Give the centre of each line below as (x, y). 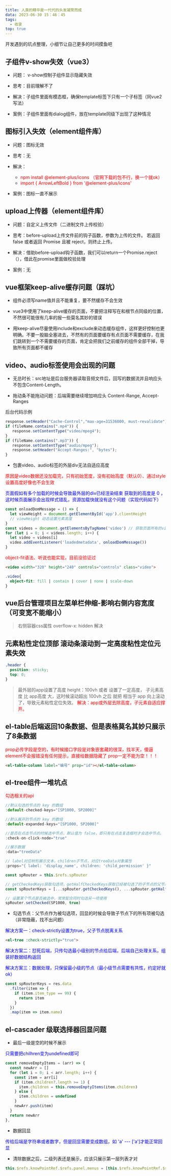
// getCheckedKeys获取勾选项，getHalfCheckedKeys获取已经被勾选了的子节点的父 (83, 884)
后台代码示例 (19, 412)
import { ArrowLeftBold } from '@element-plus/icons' (76, 183)
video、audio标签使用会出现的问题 (60, 365)
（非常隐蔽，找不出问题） (39, 920)
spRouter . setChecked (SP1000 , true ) (43, 903)
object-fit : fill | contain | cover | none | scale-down (72, 581)
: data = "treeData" (24, 852)
